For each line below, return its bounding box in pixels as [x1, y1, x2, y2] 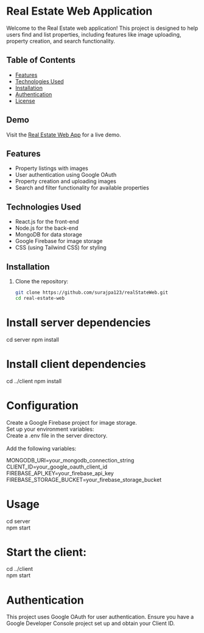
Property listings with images [15, 164, 88, 172]
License [15, 97, 35, 104]
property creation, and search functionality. [6, 37, 116, 44]
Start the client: [6, 545, 87, 559]
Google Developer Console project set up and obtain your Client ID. [6, 620, 175, 627]
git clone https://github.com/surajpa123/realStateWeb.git [15, 289, 169, 295]
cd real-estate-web [15, 295, 65, 301]
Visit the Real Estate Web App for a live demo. [6, 131, 122, 138]
